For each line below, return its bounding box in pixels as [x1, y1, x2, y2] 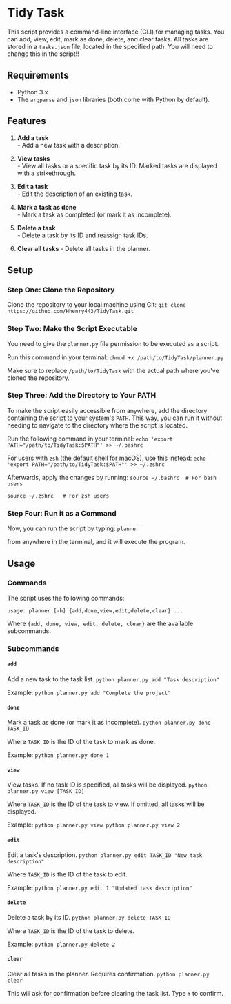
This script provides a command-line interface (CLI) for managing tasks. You [7, 28, 225, 36]
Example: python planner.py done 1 [7, 751, 110, 759]
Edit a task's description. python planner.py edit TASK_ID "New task [7, 850, 203, 859]
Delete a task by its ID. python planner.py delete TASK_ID [7, 913, 171, 921]
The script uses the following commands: [7, 594, 125, 602]
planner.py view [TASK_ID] [7, 788, 85, 795]
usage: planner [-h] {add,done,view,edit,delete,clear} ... [7, 607, 184, 614]
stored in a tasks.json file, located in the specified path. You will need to [7, 42, 214, 50]
